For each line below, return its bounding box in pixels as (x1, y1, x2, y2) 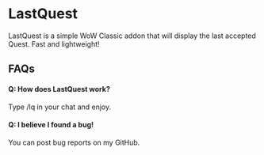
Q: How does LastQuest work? (8, 84, 111, 93)
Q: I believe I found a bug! (8, 120, 94, 130)
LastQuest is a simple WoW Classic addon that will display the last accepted (8, 31, 256, 40)
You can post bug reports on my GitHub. (8, 138, 140, 147)
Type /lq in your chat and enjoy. (8, 102, 112, 112)
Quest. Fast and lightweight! (8, 39, 101, 48)
